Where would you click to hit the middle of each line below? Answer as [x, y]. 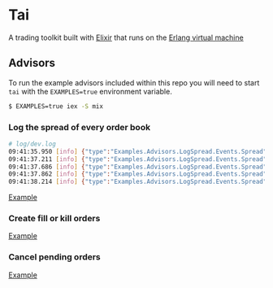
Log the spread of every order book [80, 127]
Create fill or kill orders [54, 219]
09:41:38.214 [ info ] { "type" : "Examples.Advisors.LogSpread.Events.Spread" [138, 182]
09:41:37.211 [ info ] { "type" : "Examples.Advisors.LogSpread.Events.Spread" [138, 159]
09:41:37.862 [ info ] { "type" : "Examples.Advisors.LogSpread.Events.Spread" [138, 174]
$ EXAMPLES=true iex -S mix [56, 106]
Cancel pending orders [55, 257]
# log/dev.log [32, 144]
